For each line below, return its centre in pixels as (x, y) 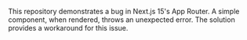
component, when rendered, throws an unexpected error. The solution (122, 20)
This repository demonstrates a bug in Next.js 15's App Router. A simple (124, 11)
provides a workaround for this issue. (68, 28)
